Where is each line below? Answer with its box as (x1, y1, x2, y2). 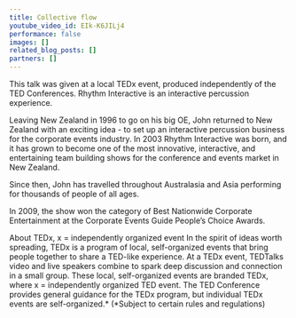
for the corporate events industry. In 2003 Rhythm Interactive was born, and (9, 134, 288, 144)
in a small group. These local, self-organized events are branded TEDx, (9, 270, 269, 281)
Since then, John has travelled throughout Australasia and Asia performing (9, 179, 282, 189)
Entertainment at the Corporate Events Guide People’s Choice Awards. (9, 215, 266, 226)
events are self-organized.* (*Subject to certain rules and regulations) (9, 298, 266, 309)
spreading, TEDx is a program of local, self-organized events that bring (9, 242, 269, 252)
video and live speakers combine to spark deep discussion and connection (9, 261, 283, 271)
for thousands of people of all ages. (9, 188, 140, 199)
